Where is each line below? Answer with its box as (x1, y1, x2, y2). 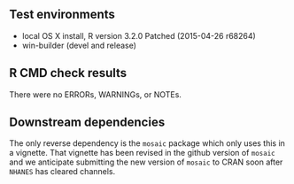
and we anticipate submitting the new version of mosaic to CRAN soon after (9, 157, 283, 167)
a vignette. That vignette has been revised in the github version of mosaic (9, 148, 276, 158)
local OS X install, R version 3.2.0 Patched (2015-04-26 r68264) (21, 30, 257, 41)
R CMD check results (9, 65, 128, 80)
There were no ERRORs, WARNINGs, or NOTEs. (9, 88, 182, 100)
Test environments (9, 7, 115, 22)
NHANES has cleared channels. (9, 166, 116, 177)
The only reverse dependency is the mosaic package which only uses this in (9, 138, 286, 149)
